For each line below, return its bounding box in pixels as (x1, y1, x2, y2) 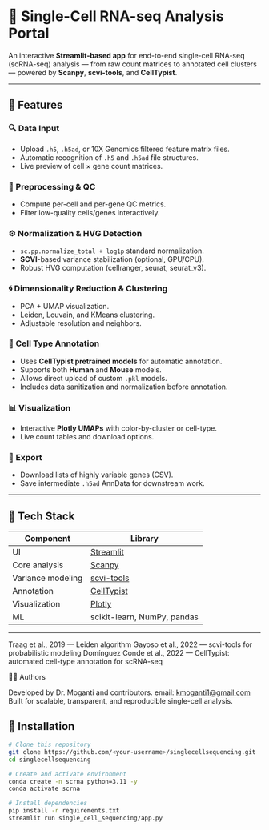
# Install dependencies (8, 800, 88, 808)
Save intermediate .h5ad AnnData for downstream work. (19, 479, 206, 488)
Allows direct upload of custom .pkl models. (19, 373, 168, 383)
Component (24, 533, 70, 544)
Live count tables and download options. (19, 432, 155, 442)
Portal (8, 24, 50, 42)
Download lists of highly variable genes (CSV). (19, 470, 174, 479)
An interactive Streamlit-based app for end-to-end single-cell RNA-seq (8, 50, 245, 60)
